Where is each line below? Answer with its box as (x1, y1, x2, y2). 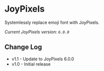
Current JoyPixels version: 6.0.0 (4, 29, 69, 35)
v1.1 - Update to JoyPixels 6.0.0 (11, 56, 74, 62)
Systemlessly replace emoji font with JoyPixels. (4, 19, 100, 25)
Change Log (4, 43, 42, 52)
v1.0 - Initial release (11, 61, 51, 67)
